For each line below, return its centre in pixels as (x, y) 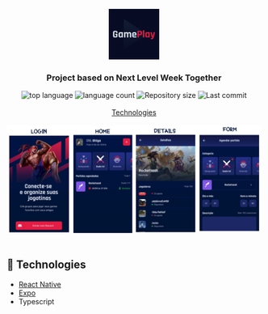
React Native (40, 284)
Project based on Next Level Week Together (134, 78)
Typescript (36, 301)
